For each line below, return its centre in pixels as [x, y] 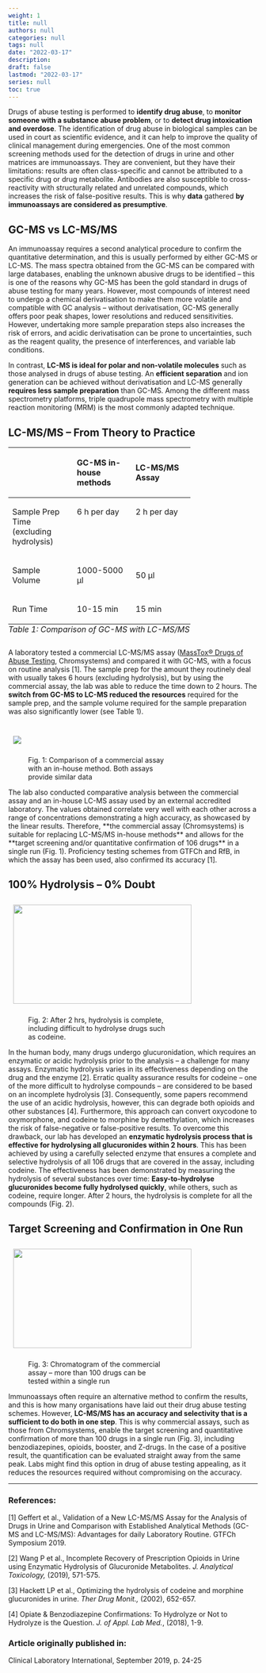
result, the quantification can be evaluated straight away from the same [125, 1455]
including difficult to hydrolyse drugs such [97, 1028]
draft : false [30, 67]
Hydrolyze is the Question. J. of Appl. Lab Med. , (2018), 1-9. [106, 1622]
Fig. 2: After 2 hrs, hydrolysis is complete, [96, 1020]
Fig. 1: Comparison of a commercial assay [96, 760]
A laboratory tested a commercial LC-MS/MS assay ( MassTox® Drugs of [126, 652]
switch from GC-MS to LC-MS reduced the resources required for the [123, 694]
